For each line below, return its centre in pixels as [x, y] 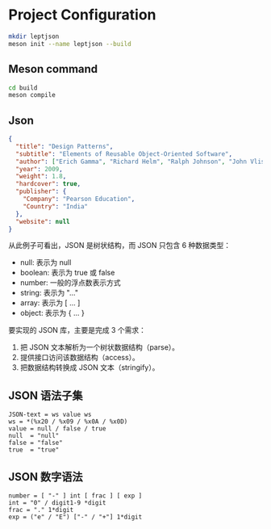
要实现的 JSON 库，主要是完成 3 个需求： [77, 330]
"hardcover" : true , [48, 184]
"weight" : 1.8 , [41, 176]
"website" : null [43, 221]
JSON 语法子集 [46, 395]
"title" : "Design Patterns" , [65, 146]
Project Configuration [82, 15]
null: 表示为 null [46, 262]
